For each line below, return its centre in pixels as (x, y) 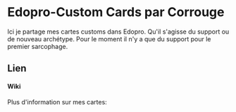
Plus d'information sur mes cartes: (57, 101)
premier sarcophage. (38, 46)
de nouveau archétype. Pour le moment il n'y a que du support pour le (109, 38)
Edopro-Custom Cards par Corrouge (116, 12)
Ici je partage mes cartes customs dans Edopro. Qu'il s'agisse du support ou (118, 31)
